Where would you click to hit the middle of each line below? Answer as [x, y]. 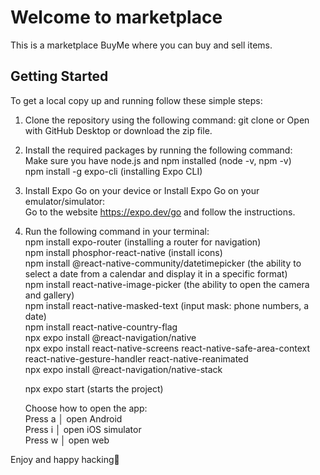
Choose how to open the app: [86, 408]
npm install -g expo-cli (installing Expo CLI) [113, 171]
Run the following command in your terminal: [117, 231]
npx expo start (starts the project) [94, 388]
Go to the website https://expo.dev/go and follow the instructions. [160, 212]
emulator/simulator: [65, 201]
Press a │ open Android [73, 418]
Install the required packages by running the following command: [158, 150]
